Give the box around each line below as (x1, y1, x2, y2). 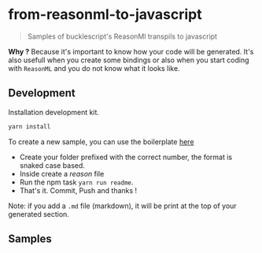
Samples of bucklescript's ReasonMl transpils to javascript (27, 32, 218, 41)
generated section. (8, 209, 69, 218)
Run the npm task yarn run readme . (19, 177, 134, 187)
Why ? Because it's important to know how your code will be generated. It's (8, 47, 254, 56)
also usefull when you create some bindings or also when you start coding (8, 55, 249, 65)
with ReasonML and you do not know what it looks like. (8, 63, 180, 73)
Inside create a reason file (19, 169, 105, 178)
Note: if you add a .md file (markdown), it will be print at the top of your (8, 201, 238, 210)
